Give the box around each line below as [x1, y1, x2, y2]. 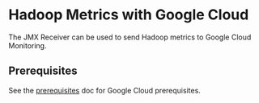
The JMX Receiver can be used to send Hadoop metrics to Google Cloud [8, 32, 252, 42]
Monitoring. [8, 40, 47, 50]
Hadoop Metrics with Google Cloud [8, 6, 249, 24]
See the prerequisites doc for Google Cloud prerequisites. [8, 85, 201, 95]
